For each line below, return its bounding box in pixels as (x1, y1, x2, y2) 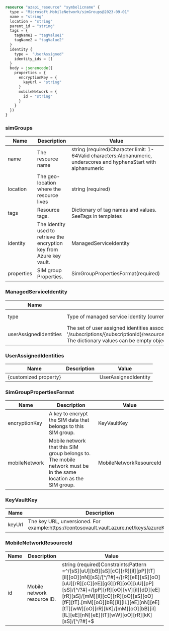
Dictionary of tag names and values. (71, 207, 157, 214)
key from (37, 246, 58, 253)
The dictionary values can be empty (66, 337, 152, 344)
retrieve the (37, 233, 64, 240)
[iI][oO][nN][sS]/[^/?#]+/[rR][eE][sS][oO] (62, 574, 160, 581)
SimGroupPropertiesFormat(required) (71, 270, 160, 277)
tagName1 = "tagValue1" (14, 33, 64, 38)
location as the (48, 475, 84, 482)
